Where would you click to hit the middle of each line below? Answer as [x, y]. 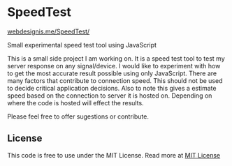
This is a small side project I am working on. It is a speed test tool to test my [116, 58]
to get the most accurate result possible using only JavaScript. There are [112, 73]
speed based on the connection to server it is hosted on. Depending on [110, 96]
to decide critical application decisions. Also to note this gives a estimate [112, 88]
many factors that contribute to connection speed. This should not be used [115, 80]
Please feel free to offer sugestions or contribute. [78, 116]
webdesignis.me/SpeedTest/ [49, 31]
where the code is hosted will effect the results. [76, 103]
